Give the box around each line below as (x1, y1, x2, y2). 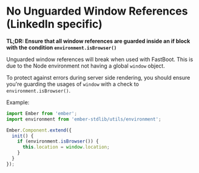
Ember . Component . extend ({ (6, 127, 72, 133)
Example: (6, 99, 30, 106)
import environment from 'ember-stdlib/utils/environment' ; (6, 116, 162, 122)
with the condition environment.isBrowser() (6, 44, 117, 51)
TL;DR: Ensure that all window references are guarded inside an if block (6, 37, 191, 44)
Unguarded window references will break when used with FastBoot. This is (6, 55, 194, 63)
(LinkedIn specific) (6, 17, 103, 31)
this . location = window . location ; (22, 144, 110, 150)
